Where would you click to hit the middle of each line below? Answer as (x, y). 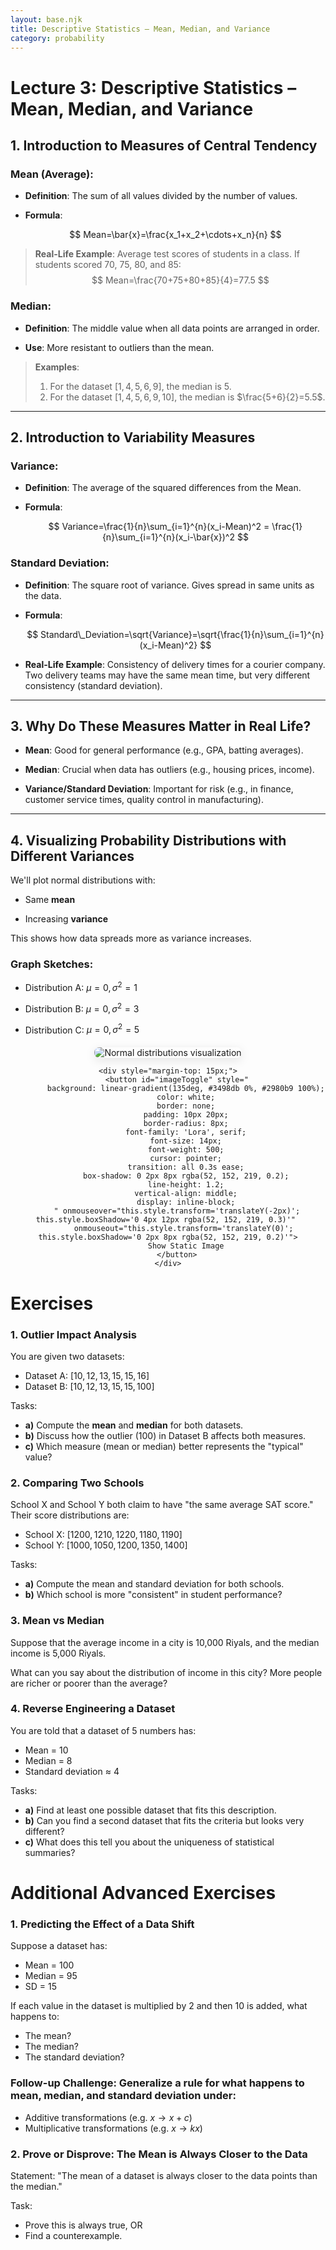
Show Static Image (186, 1246)
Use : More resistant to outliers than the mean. (119, 347)
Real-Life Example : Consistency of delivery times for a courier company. (175, 664)
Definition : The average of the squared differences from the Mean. (163, 488)
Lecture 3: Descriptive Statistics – (153, 87)
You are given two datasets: (67, 1356)
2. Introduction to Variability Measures (133, 437)
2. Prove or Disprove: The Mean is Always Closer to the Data (159, 2154)
